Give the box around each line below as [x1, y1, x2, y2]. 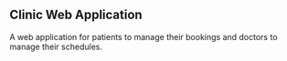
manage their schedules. [9, 41, 103, 52]
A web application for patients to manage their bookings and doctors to [9, 31, 278, 42]
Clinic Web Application [9, 7, 143, 23]
